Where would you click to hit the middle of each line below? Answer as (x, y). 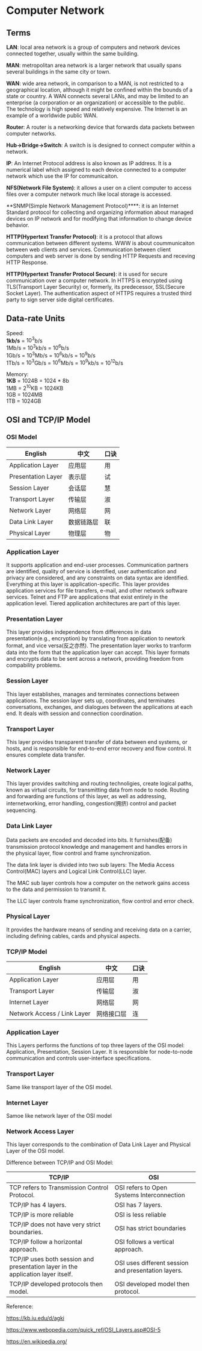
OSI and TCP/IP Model (48, 420)
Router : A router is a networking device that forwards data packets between (101, 127)
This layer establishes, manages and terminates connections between (93, 694)
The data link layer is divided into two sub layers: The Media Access (90, 864)
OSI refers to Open (141, 1188)
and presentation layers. (149, 1271)
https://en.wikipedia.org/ (37, 1341)
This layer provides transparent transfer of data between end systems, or (97, 742)
